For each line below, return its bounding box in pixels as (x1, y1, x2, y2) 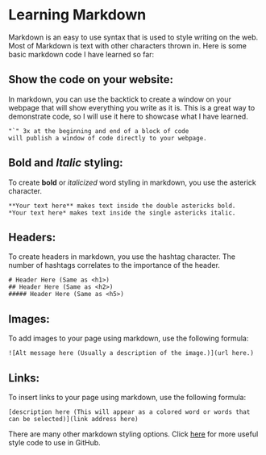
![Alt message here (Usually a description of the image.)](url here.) (8, 349, 254, 357)
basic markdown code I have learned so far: (8, 49, 155, 59)
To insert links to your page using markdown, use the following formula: (8, 393, 247, 402)
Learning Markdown (8, 6, 147, 24)
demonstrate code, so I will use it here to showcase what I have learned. (8, 111, 248, 121)
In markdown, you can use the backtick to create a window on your (8, 94, 232, 104)
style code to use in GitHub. (8, 438, 101, 447)
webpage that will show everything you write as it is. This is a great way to (8, 102, 256, 112)
